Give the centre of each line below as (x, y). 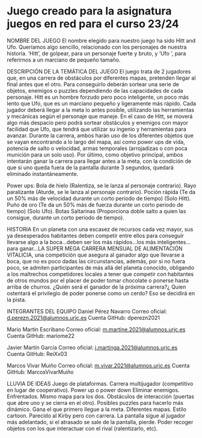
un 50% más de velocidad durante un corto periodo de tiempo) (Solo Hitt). (99, 198)
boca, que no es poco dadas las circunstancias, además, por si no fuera (96, 261)
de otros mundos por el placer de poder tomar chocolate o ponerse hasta (98, 280)
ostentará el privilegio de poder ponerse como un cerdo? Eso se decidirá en (101, 293)
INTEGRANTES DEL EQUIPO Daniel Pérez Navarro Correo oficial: (87, 311)
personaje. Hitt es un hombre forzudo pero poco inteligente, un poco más (98, 97)
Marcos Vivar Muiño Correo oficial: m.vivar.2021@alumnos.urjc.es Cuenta (98, 365)
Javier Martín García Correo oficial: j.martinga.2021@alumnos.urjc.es (92, 347)
